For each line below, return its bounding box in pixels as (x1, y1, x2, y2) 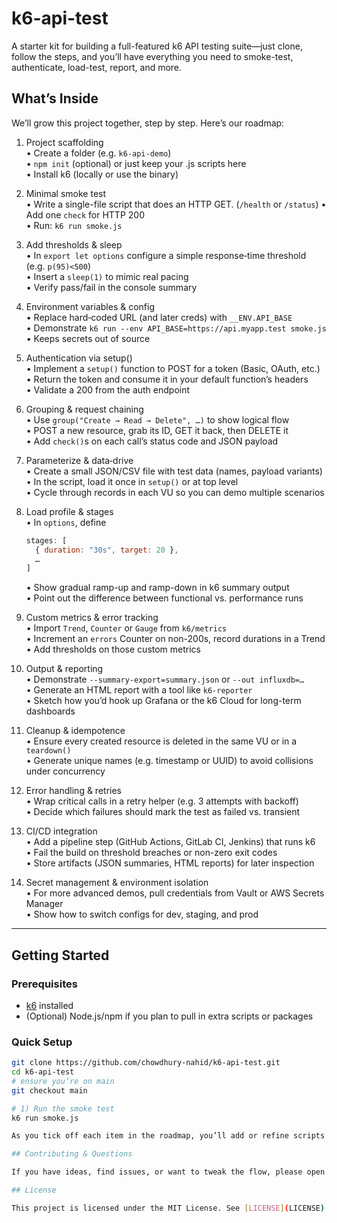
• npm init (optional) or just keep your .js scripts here (25, 157, 247, 169)
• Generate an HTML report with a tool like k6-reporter (25, 684, 253, 696)
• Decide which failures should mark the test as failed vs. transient (25, 806, 301, 818)
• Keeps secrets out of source (25, 332, 151, 344)
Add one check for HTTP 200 (25, 208, 145, 221)
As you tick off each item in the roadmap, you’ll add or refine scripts (11, 1131, 326, 1141)
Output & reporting (25, 663, 104, 675)
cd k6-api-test (11, 1067, 75, 1077)
